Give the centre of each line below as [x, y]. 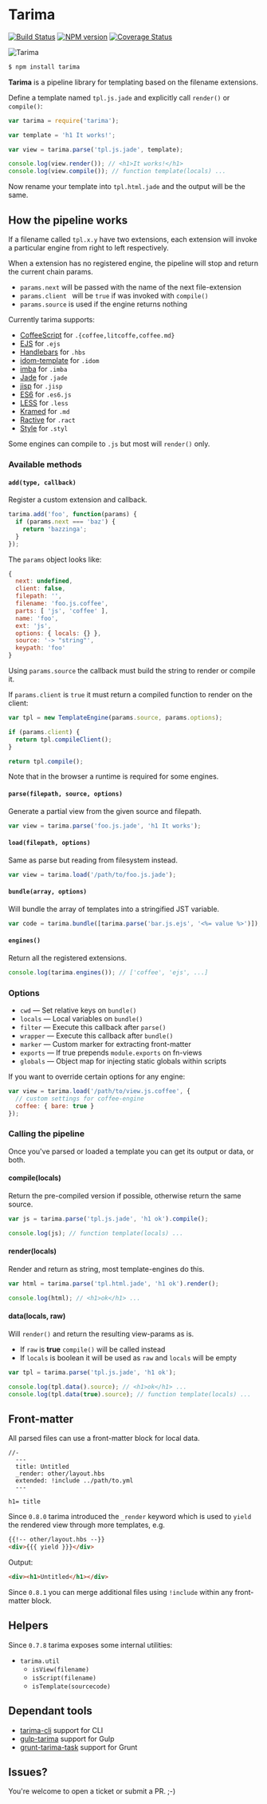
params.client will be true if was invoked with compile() [114, 296]
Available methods [45, 464]
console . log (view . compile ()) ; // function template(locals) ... [117, 172]
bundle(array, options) [48, 892]
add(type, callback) [43, 483]
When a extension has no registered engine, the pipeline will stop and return [133, 263]
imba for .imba [43, 369]
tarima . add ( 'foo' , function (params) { [73, 515]
